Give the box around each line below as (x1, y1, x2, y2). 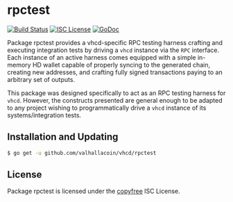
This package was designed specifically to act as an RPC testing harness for (7, 89, 226, 97)
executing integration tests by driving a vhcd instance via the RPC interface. (7, 46, 220, 54)
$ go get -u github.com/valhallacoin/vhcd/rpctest (7, 149, 157, 156)
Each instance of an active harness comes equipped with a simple (7, 53, 196, 61)
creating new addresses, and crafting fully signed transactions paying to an (7, 68, 223, 76)
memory (7, 60, 31, 69)
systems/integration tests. (7, 110, 82, 119)
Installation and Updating (7, 131, 119, 143)
